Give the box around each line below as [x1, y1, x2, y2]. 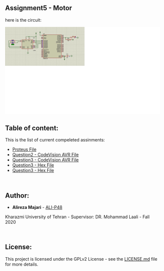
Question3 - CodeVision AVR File [12, 157, 79, 163]
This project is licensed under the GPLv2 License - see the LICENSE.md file [5, 256, 158, 262]
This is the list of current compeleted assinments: [5, 137, 105, 143]
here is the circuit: [5, 17, 42, 23]
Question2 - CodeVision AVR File [12, 152, 79, 158]
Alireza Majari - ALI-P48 [12, 204, 63, 210]
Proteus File [12, 146, 37, 152]
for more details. [5, 261, 38, 267]
